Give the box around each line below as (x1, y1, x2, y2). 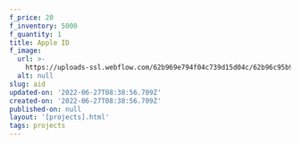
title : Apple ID (9, 38, 70, 47)
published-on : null (9, 105, 82, 114)
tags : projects (9, 122, 66, 131)
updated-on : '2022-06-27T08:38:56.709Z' (9, 88, 162, 97)
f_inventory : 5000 (9, 21, 78, 30)
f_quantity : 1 (9, 30, 62, 38)
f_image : (9, 47, 42, 55)
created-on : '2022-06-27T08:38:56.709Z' (9, 96, 162, 106)
